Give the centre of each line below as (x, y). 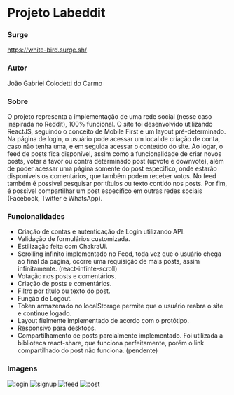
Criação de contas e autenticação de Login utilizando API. (101, 231)
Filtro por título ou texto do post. (64, 291)
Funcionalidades (36, 216)
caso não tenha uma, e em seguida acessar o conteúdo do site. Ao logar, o (115, 146)
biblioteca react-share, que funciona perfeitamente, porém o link (111, 343)
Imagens (22, 368)
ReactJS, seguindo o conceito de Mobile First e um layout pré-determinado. (117, 131)
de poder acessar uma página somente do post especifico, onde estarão (112, 168)
